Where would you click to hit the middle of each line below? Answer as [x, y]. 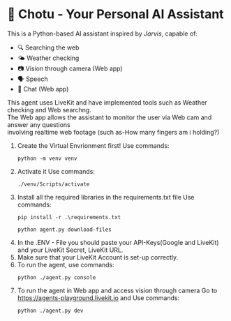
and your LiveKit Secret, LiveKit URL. [70, 250]
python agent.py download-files [64, 230]
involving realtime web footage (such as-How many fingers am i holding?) [113, 132]
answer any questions [39, 124]
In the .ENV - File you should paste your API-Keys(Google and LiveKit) [118, 242]
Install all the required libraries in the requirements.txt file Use [106, 197]
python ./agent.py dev [50, 311]
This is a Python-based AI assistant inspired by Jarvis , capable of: [103, 33]
